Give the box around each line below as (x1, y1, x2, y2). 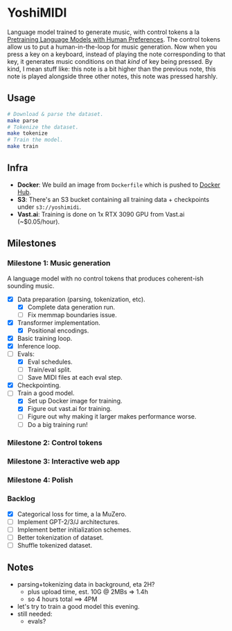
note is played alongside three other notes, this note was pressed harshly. (7, 71, 218, 81)
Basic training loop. (17, 334, 73, 342)
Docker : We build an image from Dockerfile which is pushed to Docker (17, 180, 220, 189)
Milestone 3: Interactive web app (7, 457, 120, 466)
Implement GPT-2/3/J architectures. (17, 517, 120, 525)
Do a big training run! (27, 420, 88, 428)
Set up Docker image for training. (27, 397, 123, 405)
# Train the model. (7, 137, 64, 144)
